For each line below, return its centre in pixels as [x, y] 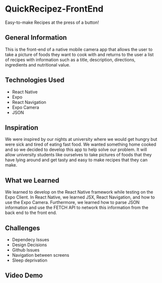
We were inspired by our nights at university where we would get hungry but [81, 139]
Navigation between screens [40, 255]
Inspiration [22, 127]
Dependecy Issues [30, 240]
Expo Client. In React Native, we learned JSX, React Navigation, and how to [80, 197]
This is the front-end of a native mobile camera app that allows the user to [79, 49]
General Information [36, 38]
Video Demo [24, 275]
